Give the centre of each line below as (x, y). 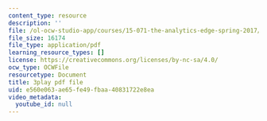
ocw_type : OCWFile (39, 68)
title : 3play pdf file (46, 82)
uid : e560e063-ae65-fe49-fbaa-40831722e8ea (81, 90)
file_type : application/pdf (55, 45)
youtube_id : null (44, 104)
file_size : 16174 (37, 38)
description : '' (35, 23)
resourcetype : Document (48, 75)
